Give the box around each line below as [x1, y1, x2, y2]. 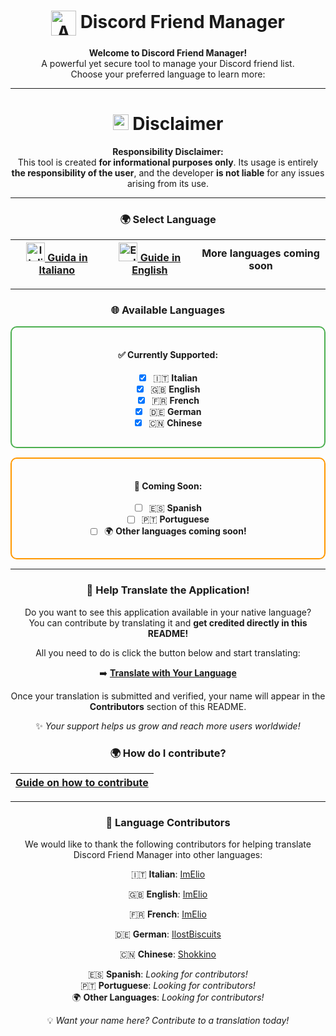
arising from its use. [126, 177, 210, 189]
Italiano [38, 263, 76, 277]
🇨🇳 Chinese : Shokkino [119, 948, 217, 960]
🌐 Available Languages [110, 303, 226, 317]
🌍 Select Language [119, 212, 217, 226]
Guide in [139, 251, 182, 265]
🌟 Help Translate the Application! [86, 583, 250, 597]
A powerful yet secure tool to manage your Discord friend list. [41, 57, 295, 69]
